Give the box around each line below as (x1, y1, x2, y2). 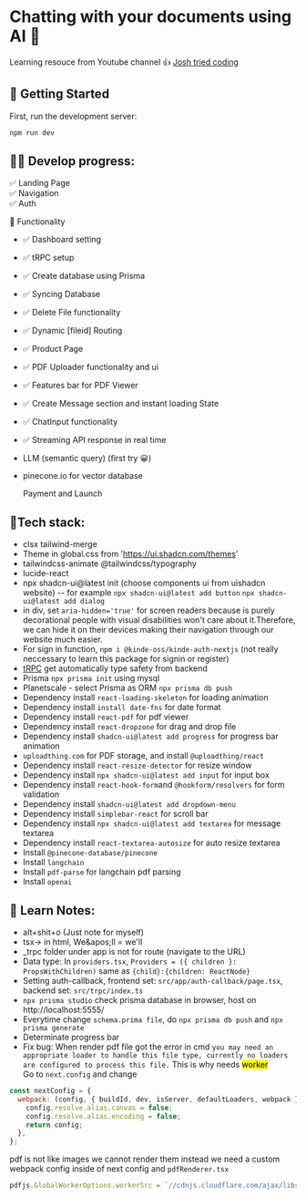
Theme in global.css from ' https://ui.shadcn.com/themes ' (22, 549, 239, 560)
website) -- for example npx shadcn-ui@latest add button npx (22, 587, 255, 598)
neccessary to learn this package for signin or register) (22, 654, 229, 665)
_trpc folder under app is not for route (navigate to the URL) (22, 946, 246, 957)
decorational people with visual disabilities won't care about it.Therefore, (22, 615, 296, 625)
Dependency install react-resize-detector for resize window (22, 760, 252, 771)
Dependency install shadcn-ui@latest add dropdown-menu (22, 799, 237, 810)
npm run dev (9, 128, 55, 138)
